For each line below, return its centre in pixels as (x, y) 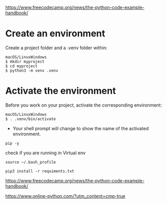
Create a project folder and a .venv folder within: (56, 48)
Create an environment (55, 34)
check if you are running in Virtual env (46, 153)
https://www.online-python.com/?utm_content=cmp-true (65, 196)
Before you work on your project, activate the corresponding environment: (84, 105)
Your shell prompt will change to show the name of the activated (81, 128)
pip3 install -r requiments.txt (40, 171)
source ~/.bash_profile (31, 162)
